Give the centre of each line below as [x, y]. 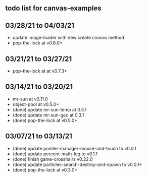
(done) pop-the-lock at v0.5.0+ [45, 120]
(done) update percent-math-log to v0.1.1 [55, 154]
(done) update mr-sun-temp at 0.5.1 [50, 109]
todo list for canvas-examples [53, 8]
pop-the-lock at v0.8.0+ [38, 43]
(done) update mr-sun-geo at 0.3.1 [48, 115]
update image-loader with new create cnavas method [68, 38]
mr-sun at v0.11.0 [30, 99]
